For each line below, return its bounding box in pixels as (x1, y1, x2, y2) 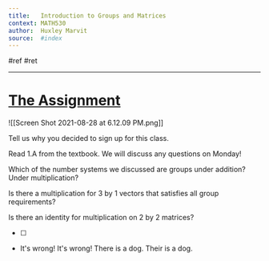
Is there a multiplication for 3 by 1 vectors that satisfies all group (8, 189, 219, 199)
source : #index (8, 34, 62, 42)
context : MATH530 (8, 19, 66, 27)
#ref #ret (8, 56, 38, 66)
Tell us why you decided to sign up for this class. (8, 134, 170, 143)
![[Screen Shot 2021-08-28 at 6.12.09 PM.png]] (8, 118, 164, 128)
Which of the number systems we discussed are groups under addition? (8, 165, 247, 175)
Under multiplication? (8, 173, 78, 183)
